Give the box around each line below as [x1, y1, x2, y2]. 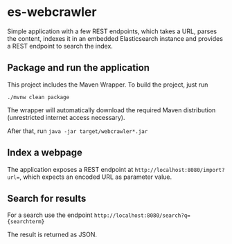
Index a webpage [7, 147, 83, 159]
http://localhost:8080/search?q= [93, 212, 190, 219]
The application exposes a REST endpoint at [7, 165, 134, 173]
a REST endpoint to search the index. [7, 42, 113, 50]
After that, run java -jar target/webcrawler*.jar [7, 126, 148, 135]
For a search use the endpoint [7, 211, 93, 219]
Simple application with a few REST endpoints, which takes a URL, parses [7, 27, 217, 35]
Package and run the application [7, 62, 150, 73]
